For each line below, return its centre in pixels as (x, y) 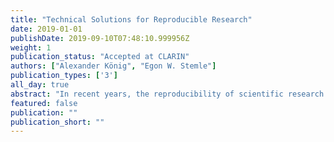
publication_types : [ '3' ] (64, 76)
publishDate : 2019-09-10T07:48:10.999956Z (100, 38)
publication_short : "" (57, 122)
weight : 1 (31, 47)
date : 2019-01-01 (46, 29)
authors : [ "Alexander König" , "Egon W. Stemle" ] (113, 66)
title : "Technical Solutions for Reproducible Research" (131, 19)
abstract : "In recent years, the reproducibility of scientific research (167, 94)
